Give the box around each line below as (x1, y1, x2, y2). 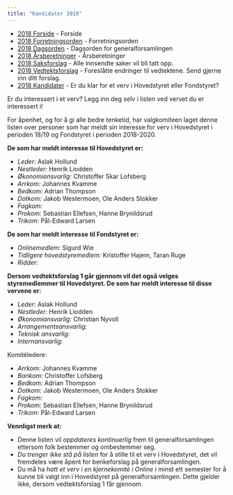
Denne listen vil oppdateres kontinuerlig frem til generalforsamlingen (17, 435, 214, 443)
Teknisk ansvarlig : (17, 329, 70, 338)
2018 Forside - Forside (17, 29, 82, 38)
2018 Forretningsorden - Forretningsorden (17, 36, 139, 45)
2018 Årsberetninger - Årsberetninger (17, 52, 126, 60)
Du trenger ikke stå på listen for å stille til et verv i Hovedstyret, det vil (17, 450, 218, 458)
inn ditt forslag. (17, 74, 61, 82)
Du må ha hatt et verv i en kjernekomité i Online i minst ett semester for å (17, 464, 227, 473)
